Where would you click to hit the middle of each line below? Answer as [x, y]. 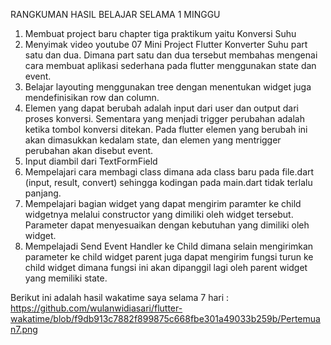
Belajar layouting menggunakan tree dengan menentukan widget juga [168, 87]
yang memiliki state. [66, 278]
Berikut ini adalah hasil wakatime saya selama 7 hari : [120, 297]
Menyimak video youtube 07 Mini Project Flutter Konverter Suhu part [166, 44]
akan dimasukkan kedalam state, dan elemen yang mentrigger [153, 140]
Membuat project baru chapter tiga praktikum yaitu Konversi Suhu [160, 33]
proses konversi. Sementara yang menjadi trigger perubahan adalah [164, 118]
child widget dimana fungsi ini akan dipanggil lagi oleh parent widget [166, 267]
